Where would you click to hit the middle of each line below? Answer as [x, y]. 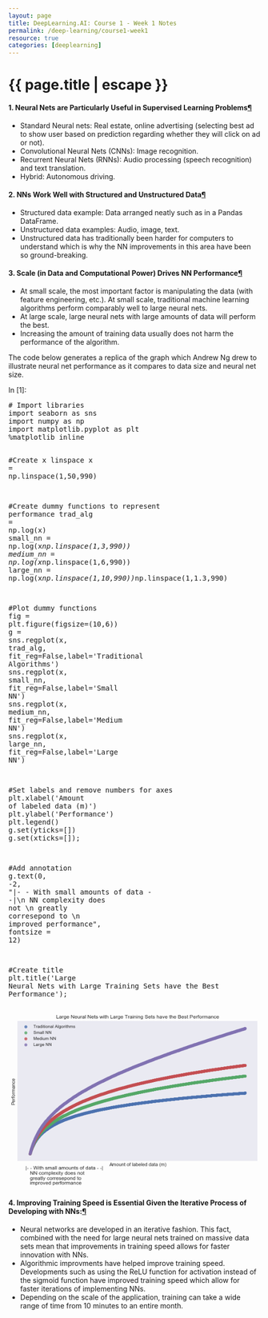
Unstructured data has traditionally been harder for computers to [126, 238]
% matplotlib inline [46, 437]
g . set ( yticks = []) [42, 830]
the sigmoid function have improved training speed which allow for [130, 1280]
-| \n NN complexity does [57, 900]
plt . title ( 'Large [42, 978]
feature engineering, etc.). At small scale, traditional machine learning [134, 299]
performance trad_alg [51, 514]
